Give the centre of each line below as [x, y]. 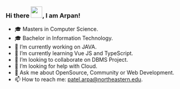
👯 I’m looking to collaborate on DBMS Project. [71, 60]
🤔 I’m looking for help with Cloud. [56, 66]
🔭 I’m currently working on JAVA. [55, 47]
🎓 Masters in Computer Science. [56, 29]
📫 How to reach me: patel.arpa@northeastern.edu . [78, 79]
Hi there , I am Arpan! [43, 15]
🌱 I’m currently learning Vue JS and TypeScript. [74, 53]
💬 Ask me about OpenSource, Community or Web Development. [94, 73]
